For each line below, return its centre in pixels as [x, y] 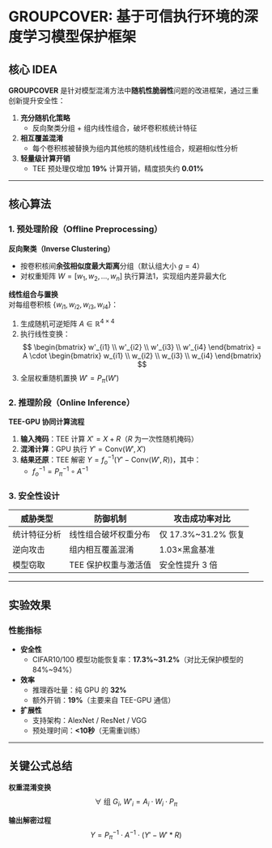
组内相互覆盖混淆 [102, 550]
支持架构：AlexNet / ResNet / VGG [89, 720]
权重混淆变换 [30, 787]
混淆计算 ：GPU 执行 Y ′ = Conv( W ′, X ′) [83, 449]
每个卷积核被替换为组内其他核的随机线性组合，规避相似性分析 [135, 148]
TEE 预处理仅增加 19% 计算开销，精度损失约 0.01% [118, 168]
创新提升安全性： [37, 101]
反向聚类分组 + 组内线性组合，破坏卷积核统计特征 [115, 128]
